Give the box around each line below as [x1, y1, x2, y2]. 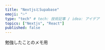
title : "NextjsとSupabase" [5, 7, 60, 12]
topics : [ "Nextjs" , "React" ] [5, 21, 64, 26]
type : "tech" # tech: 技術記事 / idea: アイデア [5, 16, 100, 21]
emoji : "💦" [5, 12, 28, 17]
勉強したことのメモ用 [5, 40, 48, 46]
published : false [5, 25, 41, 30]
